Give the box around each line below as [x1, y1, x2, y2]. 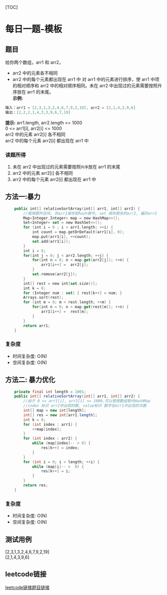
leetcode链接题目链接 [5, 584, 50, 590]
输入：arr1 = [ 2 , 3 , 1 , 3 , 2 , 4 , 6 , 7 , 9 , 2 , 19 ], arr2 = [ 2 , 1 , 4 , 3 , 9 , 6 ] [5, 105, 136, 110]
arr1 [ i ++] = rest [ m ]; [41, 309, 89, 314]
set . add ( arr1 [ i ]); [32, 239, 71, 244]
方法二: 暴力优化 [5, 376, 55, 384]
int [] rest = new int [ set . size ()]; [23, 281, 98, 286]
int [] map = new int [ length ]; [23, 408, 86, 413]
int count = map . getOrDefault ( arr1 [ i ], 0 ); [32, 230, 124, 235]
